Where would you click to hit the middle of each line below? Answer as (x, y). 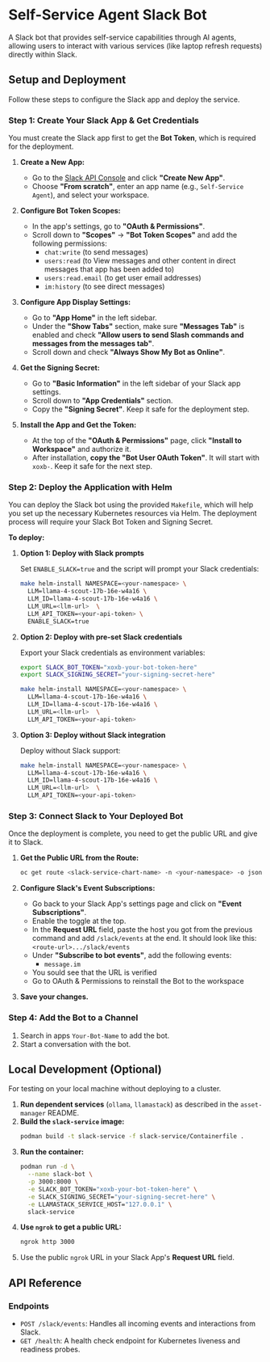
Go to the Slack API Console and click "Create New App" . (129, 178)
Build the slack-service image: (72, 1122)
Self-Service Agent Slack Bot (108, 15)
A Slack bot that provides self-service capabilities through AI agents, (123, 37)
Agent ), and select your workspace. (91, 195)
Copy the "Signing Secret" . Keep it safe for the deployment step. (141, 409)
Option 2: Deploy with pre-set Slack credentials (101, 637)
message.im (62, 965)
